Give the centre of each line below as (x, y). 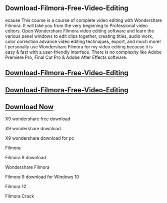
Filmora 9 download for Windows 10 (42, 177)
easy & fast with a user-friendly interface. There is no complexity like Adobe (83, 52)
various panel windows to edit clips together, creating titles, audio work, (79, 36)
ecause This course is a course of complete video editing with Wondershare (84, 20)
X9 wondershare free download (38, 119)
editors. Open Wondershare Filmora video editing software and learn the (80, 31)
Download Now (29, 107)
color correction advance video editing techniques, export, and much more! (83, 41)
